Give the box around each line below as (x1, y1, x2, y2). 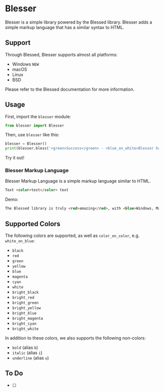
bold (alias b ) (12, 344, 38, 351)
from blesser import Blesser (5, 123, 64, 128)
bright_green (12, 300, 39, 306)
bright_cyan (12, 321, 37, 326)
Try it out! (5, 155, 24, 161)
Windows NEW (12, 61, 39, 67)
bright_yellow (12, 306, 41, 311)
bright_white (12, 327, 39, 332)
